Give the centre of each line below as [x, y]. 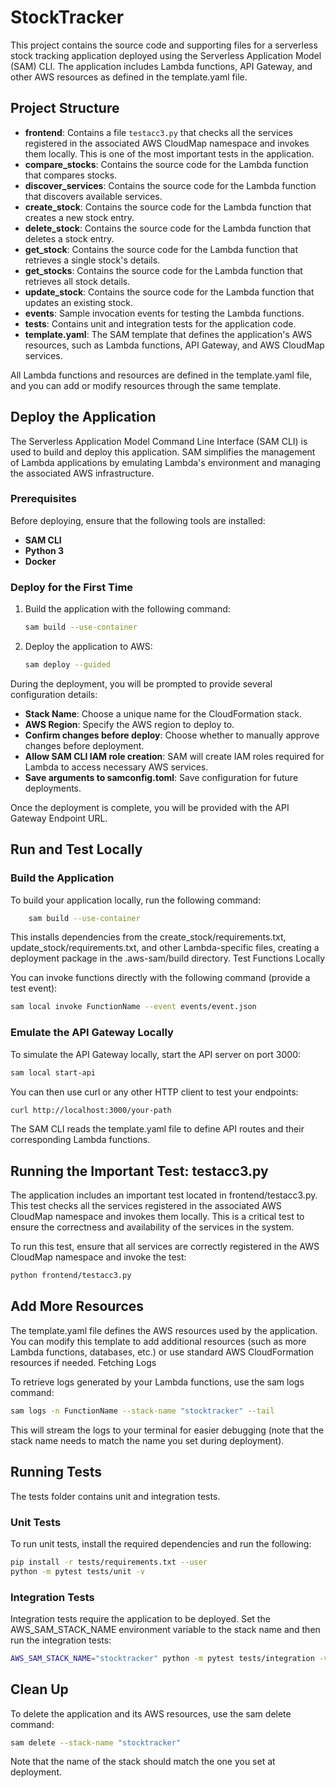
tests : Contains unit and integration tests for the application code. [160, 323]
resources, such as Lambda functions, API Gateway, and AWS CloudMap [174, 345]
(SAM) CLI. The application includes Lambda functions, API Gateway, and [161, 66]
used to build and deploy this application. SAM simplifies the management [163, 452]
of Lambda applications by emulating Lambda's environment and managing [165, 462]
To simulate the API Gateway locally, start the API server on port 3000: [156, 1054]
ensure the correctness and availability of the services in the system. [152, 1227]
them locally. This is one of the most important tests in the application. [169, 153]
